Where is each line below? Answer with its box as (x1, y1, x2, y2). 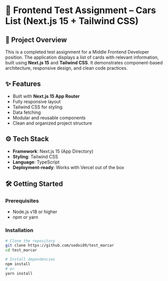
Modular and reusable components (12, 114, 86, 121)
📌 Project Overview (5, 35, 67, 44)
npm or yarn (12, 214, 38, 220)
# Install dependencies (5, 257, 56, 262)
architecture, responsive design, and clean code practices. (5, 65, 128, 71)
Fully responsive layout (12, 98, 61, 104)
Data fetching (12, 109, 41, 115)
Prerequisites (5, 197, 39, 204)
